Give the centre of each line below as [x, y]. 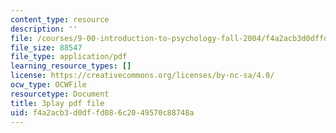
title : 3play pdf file [57, 103]
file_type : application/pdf [69, 57]
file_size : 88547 [46, 47]
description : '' [44, 29]
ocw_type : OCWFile [48, 85]
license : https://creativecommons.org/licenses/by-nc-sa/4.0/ [142, 76]
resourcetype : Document [60, 94]
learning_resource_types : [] [71, 66]
